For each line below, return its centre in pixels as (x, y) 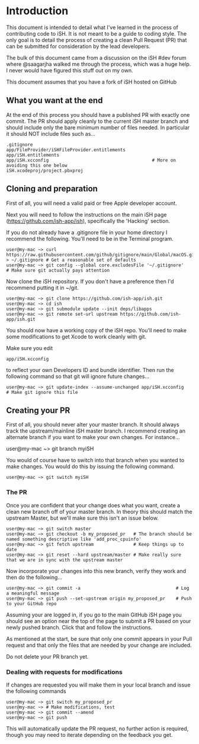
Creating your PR (38, 410)
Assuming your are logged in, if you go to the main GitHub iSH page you (94, 615)
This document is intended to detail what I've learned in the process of (92, 27)
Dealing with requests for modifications (64, 672)
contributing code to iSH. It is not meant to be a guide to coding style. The (97, 33)
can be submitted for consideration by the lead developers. (78, 46)
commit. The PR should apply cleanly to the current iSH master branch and (97, 121)
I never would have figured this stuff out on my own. (70, 70)
